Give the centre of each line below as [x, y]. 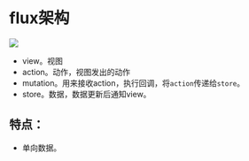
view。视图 [43, 61]
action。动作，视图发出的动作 [76, 72]
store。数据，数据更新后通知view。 [86, 94]
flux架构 [39, 18]
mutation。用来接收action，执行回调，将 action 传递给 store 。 [133, 83]
